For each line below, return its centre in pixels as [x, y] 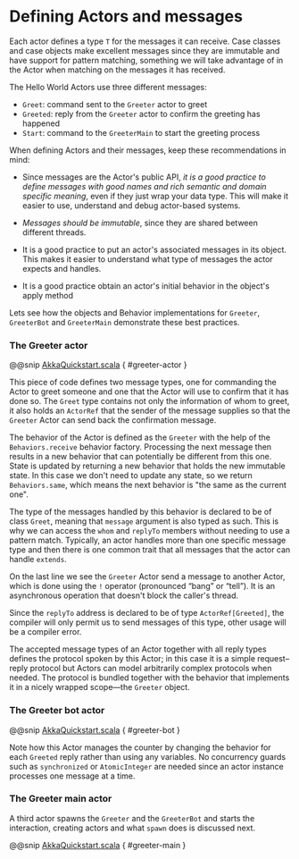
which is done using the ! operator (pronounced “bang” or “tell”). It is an [142, 586]
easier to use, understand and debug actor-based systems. [131, 205]
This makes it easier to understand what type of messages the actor [148, 259]
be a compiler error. [46, 632]
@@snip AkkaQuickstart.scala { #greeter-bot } [95, 729]
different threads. [54, 232]
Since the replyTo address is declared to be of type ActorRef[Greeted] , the [147, 613]
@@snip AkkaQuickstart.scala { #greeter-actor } [98, 365]
